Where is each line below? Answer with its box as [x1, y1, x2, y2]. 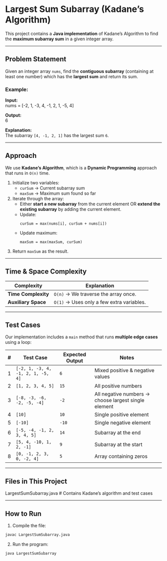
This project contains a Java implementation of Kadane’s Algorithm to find [5, 30, 158, 36]
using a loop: [5, 339, 32, 345]
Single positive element [94, 411, 149, 418]
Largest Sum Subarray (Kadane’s [5, 3, 144, 15]
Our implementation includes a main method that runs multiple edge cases [5, 334, 158, 340]
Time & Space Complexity [5, 268, 87, 276]
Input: [5, 97, 18, 103]
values [94, 373, 110, 380]
